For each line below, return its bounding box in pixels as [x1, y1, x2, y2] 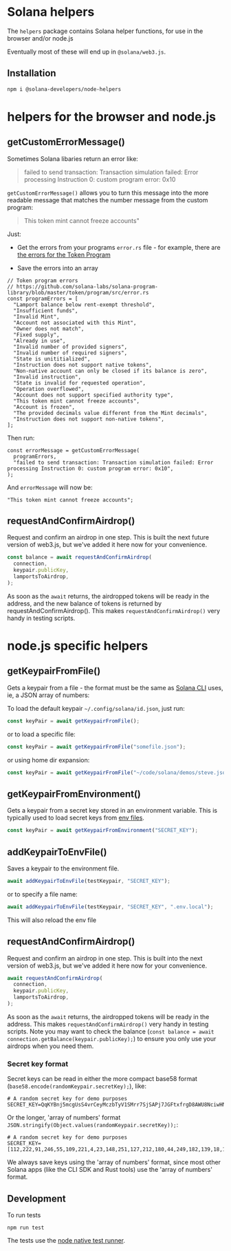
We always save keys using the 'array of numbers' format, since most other [7, 1158, 221, 1166]
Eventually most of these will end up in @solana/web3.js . [7, 47, 166, 56]
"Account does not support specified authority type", [13, 392, 174, 398]
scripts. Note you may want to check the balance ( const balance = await [7, 1027, 214, 1036]
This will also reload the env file [7, 916, 97, 924]
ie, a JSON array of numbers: [7, 691, 90, 699]
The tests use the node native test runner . [7, 1236, 126, 1244]
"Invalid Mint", [13, 313, 60, 320]
